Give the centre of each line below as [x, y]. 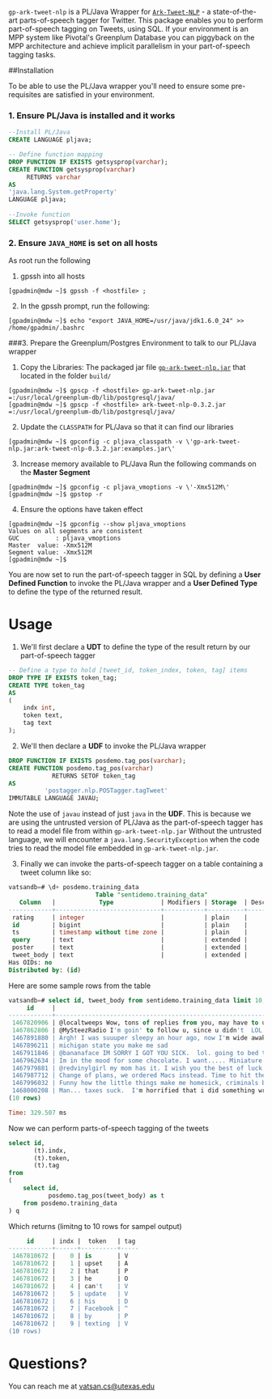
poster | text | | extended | [130, 948]
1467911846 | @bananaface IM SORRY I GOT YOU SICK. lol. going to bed [135, 1053]
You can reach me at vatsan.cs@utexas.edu [82, 1386]
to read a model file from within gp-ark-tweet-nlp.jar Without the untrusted [135, 831]
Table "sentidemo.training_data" [151, 895]
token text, [43, 715]
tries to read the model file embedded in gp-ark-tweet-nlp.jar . [113, 848]
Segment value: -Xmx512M [50, 553]
